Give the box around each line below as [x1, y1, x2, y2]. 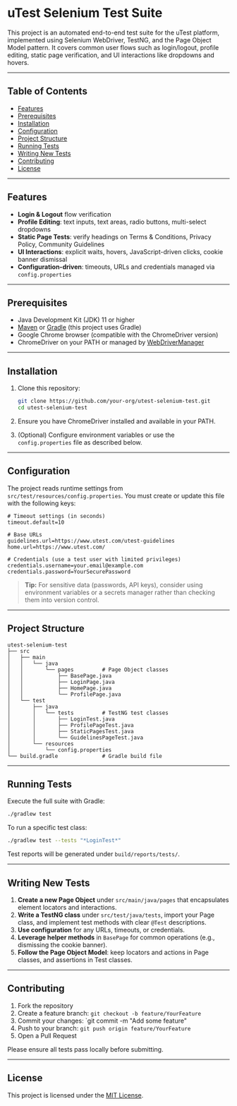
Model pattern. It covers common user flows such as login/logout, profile [7, 43, 219, 52]
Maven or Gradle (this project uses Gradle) [17, 323, 142, 332]
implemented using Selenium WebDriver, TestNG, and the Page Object [7, 35, 212, 44]
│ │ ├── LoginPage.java [7, 678, 115, 685]
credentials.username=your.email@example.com [7, 562, 143, 569]
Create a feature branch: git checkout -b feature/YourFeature [17, 1009, 202, 1017]
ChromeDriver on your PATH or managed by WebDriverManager [17, 338, 205, 347]
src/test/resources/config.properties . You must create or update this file [7, 491, 225, 500]
